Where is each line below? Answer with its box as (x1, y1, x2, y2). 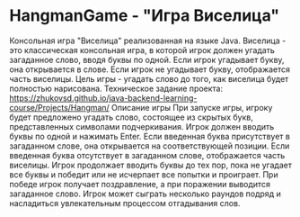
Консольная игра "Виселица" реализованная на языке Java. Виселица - (9, 35, 287, 46)
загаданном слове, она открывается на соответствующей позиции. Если (9, 140, 290, 151)
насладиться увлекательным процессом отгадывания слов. (9, 197, 241, 208)
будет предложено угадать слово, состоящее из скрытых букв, (9, 112, 253, 122)
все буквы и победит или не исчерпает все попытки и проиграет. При (9, 168, 278, 180)
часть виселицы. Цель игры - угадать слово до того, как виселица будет (9, 73, 289, 84)
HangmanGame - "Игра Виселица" (9, 5, 280, 26)
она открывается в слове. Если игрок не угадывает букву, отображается (9, 64, 290, 75)
